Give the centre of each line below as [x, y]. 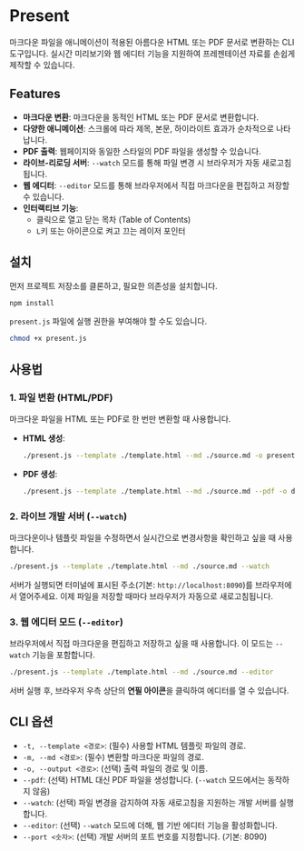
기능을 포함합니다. [63, 655]
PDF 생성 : [40, 474]
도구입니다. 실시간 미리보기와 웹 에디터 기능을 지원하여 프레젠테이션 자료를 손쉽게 [152, 53]
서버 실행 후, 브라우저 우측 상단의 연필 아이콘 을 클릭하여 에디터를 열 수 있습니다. [149, 691]
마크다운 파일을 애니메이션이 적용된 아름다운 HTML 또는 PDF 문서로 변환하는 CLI [152, 42]
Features [35, 94]
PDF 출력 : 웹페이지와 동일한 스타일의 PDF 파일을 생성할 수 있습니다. [142, 151]
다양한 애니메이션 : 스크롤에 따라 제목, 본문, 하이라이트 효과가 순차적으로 [148, 128]
